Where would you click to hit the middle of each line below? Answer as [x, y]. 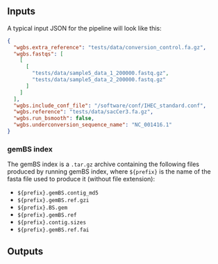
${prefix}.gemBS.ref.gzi [53, 201]
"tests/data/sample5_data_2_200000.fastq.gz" [99, 80]
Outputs [25, 251]
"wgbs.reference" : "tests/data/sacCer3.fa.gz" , [84, 112]
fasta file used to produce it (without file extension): [81, 179]
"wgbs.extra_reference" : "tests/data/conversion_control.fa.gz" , [110, 47]
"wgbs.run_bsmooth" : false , [54, 118]
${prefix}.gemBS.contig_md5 [58, 193]
